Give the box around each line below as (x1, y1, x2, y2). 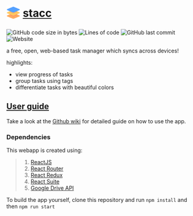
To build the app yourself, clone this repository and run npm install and (6, 196, 187, 204)
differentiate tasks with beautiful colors (15, 84, 115, 91)
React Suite (30, 178, 60, 185)
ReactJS (30, 159, 52, 166)
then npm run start (6, 203, 55, 210)
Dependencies (6, 132, 51, 141)
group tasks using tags (15, 77, 74, 84)
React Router (30, 165, 64, 173)
